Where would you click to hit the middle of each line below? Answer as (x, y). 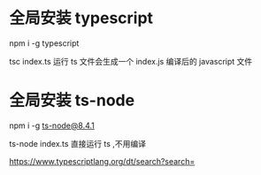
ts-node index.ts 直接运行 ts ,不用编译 (77, 143)
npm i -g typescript (44, 43)
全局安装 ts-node (72, 100)
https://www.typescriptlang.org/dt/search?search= (102, 161)
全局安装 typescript (81, 18)
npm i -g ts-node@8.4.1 (52, 126)
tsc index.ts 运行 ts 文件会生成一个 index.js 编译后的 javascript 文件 (131, 61)
